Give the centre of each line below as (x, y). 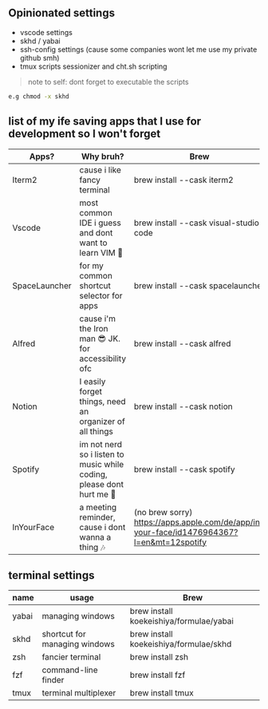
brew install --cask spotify (184, 469)
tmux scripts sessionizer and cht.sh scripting (93, 66)
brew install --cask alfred (182, 343)
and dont (96, 232)
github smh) (39, 57)
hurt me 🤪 (98, 494)
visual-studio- (236, 223)
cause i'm (98, 319)
